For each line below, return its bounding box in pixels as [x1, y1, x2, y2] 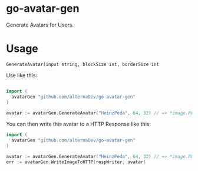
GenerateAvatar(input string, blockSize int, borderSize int [6, 61, 160, 67]
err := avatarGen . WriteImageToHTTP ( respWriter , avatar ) [6, 159, 146, 165]
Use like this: [6, 71, 37, 78]
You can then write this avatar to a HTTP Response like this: [6, 120, 151, 128]
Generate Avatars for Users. [6, 21, 74, 28]
